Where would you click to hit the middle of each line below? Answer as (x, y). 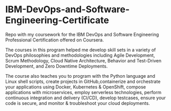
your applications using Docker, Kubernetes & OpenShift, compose (76, 87)
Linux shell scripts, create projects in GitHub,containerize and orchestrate (83, 81)
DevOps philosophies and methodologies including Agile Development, (80, 55)
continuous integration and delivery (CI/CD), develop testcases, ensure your (86, 98)
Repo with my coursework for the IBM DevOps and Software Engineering (82, 34)
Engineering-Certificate (57, 20)
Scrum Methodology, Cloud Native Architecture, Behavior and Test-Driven (83, 60)
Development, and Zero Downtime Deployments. (57, 66)
